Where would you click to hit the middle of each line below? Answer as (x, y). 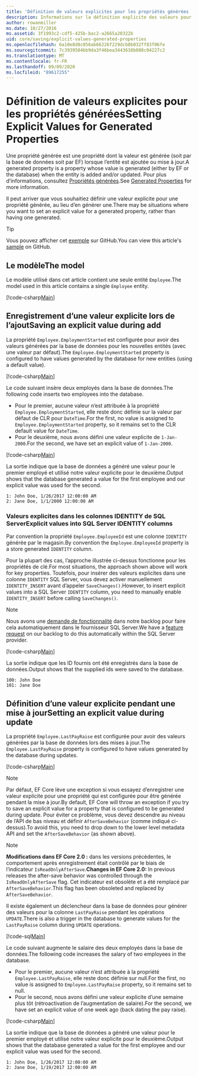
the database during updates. (42, 755)
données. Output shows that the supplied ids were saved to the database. (95, 670)
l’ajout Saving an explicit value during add (84, 326)
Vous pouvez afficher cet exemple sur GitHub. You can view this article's (94, 241)
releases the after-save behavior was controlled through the (79, 875)
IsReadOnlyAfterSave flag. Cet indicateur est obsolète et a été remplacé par (98, 882)
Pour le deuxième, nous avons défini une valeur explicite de (87, 437)
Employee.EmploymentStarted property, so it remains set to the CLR (95, 424)
